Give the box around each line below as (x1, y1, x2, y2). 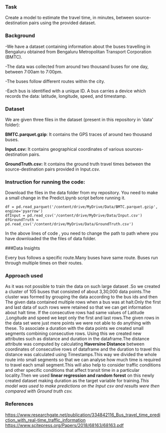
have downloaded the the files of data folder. (5, 236, 96, 242)
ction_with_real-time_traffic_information (5, 417, 86, 423)
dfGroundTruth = (5, 217, 39, 222)
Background (5, 32, 36, 39)
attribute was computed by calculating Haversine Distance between (5, 341, 145, 347)
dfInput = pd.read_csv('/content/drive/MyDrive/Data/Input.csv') (5, 213, 142, 218)
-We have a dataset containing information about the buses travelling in (5, 43, 151, 49)
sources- (124, 146, 144, 152)
